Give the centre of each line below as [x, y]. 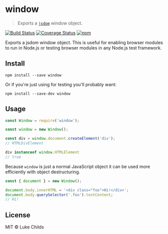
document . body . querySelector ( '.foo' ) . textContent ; [59, 195]
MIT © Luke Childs [25, 227]
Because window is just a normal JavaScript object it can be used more [78, 166]
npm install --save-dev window [38, 94]
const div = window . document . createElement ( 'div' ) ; [60, 139]
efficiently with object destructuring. [43, 172]
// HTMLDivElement [24, 143]
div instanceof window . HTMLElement [42, 152]
